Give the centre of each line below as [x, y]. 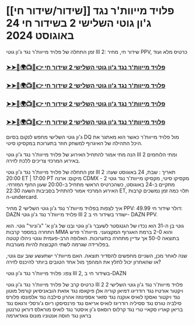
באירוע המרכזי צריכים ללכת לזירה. [43, 161]
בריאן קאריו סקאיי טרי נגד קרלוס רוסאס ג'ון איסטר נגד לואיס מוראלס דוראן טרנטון [95, 309]
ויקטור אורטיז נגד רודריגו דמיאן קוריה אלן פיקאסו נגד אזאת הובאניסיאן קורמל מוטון [95, 291]
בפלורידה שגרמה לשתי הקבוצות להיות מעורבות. [58, 244]
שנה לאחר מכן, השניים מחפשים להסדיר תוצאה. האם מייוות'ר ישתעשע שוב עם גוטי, [97, 256]
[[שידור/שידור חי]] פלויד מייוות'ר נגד [90, 11]
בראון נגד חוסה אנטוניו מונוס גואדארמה [49, 316]
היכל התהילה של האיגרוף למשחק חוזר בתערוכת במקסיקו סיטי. [74, 143]
